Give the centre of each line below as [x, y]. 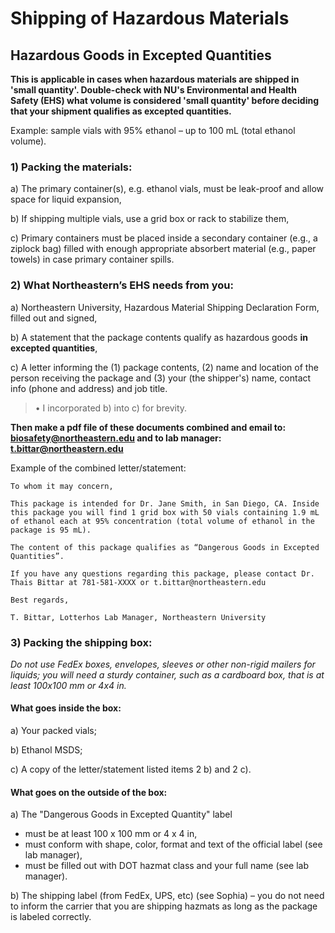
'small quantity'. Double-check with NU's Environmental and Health [154, 90]
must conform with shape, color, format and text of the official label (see [173, 844]
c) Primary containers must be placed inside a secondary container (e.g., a [164, 238]
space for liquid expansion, [66, 199]
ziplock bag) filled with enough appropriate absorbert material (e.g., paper [163, 249]
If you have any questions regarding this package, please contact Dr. [162, 573]
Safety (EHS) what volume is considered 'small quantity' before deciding [164, 100]
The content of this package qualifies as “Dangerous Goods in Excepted [165, 547]
